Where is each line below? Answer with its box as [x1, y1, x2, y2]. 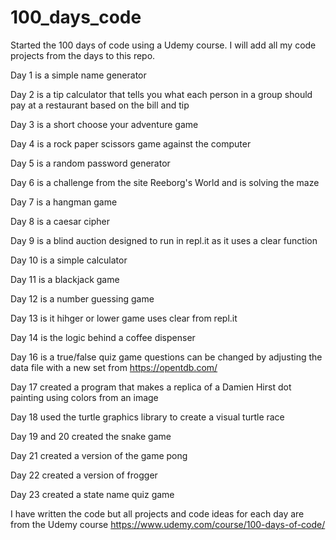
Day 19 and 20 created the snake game [10, 430, 172, 442]
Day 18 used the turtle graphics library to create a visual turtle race [10, 411, 285, 423]
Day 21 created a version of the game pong [10, 449, 188, 461]
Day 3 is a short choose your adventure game [10, 118, 199, 130]
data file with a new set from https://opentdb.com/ [10, 361, 218, 373]
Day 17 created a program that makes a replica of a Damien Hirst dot [10, 381, 292, 393]
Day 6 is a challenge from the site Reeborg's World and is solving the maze [10, 176, 320, 188]
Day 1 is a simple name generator [10, 69, 147, 81]
